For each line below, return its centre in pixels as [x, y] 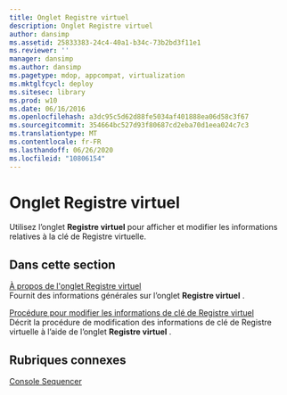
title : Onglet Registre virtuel [69, 17]
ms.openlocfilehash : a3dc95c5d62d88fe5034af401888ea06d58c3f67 [129, 117]
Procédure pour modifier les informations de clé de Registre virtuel [131, 313]
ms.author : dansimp [45, 68]
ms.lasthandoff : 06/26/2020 [61, 150]
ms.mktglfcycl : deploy [51, 84]
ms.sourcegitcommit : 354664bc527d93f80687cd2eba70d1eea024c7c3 [129, 126]
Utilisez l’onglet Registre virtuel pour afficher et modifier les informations [143, 227]
